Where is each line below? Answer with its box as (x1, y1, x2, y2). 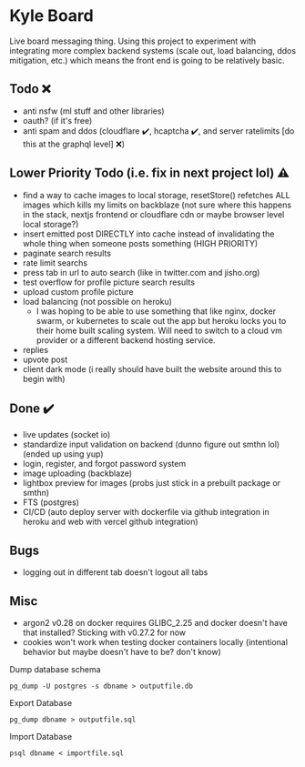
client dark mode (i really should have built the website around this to (22, 363, 282, 374)
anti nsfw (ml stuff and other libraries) (22, 106, 166, 116)
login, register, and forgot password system (22, 459, 187, 469)
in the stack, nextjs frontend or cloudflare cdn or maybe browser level (22, 208, 285, 219)
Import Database (9, 732, 73, 742)
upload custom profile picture (22, 286, 134, 297)
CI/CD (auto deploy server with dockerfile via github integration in (22, 507, 270, 518)
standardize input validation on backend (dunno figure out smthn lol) (22, 439, 280, 450)
